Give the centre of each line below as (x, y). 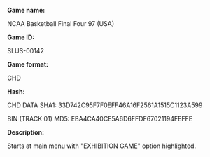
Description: (26, 132)
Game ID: (21, 37)
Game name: (26, 10)
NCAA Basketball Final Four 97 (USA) (61, 23)
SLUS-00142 (26, 51)
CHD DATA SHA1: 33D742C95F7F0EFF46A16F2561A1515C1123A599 (105, 105)
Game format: (28, 64)
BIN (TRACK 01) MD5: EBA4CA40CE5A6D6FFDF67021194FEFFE (100, 119)
